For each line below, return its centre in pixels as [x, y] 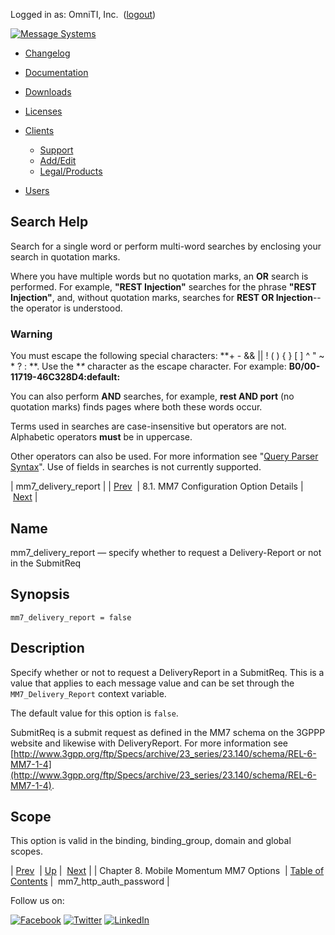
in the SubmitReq [46, 563]
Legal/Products [71, 171]
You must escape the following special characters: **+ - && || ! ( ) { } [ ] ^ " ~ [167, 356]
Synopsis [40, 594]
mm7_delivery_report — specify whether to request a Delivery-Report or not [166, 552]
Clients [39, 130]
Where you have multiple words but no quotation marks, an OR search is [159, 276]
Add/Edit [58, 160]
